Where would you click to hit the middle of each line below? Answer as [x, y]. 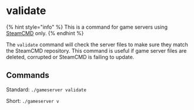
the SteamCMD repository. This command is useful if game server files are [96, 50]
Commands [28, 75]
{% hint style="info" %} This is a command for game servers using [87, 27]
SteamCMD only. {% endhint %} [45, 33]
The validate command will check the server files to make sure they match [97, 44]
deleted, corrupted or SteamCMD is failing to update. [70, 57]
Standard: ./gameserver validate [46, 90]
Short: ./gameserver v [33, 101]
